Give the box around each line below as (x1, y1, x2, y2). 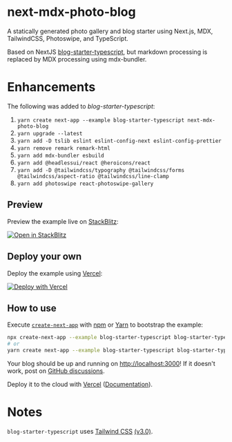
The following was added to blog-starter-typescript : (7, 102, 155, 110)
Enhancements (7, 79, 96, 95)
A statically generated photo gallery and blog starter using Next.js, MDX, (7, 27, 213, 35)
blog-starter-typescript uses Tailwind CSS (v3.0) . (7, 427, 153, 435)
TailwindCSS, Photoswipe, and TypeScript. (7, 34, 129, 42)
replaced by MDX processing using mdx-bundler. (7, 55, 147, 63)
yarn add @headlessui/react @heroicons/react (17, 160, 151, 166)
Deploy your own (7, 251, 81, 262)
